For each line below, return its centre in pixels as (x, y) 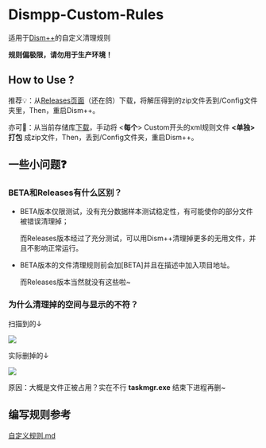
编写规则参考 (40, 415)
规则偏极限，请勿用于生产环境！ (60, 54)
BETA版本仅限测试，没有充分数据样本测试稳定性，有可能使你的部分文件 (136, 212)
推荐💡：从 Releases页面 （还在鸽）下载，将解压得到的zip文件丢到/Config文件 (133, 100)
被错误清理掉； (44, 221)
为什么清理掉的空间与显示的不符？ (73, 305)
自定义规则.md (32, 435)
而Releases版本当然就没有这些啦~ (75, 282)
